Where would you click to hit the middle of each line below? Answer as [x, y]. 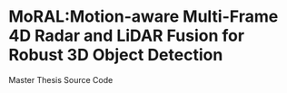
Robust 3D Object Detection [116, 55]
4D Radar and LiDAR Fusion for [127, 36]
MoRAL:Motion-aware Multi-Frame [143, 17]
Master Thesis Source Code [61, 79]
